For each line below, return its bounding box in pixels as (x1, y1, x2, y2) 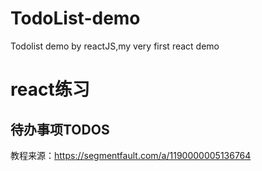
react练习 (10, 78, 90, 101)
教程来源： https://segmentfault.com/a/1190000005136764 (10, 149, 252, 161)
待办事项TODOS (10, 121, 110, 138)
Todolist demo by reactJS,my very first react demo (10, 40, 220, 52)
